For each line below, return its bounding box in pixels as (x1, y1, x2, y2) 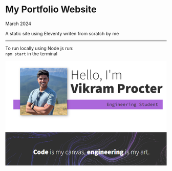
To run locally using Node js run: (5, 45, 74, 51)
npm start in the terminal (5, 50, 58, 57)
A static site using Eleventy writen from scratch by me (5, 30, 119, 36)
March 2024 (5, 20, 32, 27)
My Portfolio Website (5, 4, 97, 15)
